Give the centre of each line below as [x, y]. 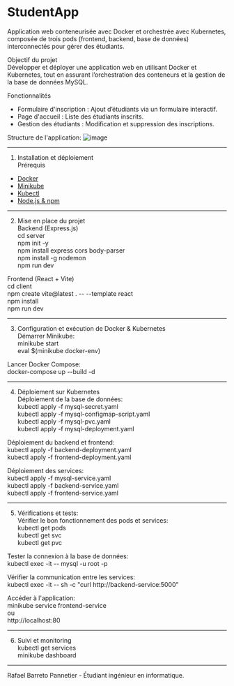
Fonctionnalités [29, 96]
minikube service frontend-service [57, 605]
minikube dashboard [47, 655]
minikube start [38, 343]
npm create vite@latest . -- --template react [70, 293]
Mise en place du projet [51, 221]
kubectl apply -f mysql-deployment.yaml [76, 428]
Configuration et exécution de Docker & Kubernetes [91, 328]
